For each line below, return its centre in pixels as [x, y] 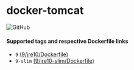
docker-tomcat [45, 11]
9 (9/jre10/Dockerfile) [42, 54]
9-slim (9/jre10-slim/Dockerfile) [55, 61]
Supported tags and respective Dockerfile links [67, 41]
